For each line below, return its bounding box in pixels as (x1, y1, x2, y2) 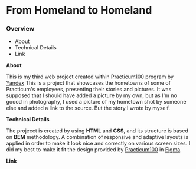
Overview (6, 25, 35, 33)
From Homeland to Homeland (6, 4, 152, 17)
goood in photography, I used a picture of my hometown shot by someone (6, 98, 187, 105)
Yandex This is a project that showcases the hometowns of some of (6, 79, 171, 87)
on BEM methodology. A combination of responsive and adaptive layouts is (6, 134, 189, 141)
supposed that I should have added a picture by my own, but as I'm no (6, 92, 177, 99)
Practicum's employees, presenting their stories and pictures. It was (6, 86, 172, 93)
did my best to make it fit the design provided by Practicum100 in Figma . (6, 146, 182, 153)
